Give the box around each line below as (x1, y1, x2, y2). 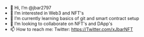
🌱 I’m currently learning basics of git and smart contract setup (10, 15, 139, 21)
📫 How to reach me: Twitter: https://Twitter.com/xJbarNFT (10, 26, 133, 32)
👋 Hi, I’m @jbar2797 (10, 5, 52, 10)
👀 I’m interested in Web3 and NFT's (10, 10, 84, 16)
